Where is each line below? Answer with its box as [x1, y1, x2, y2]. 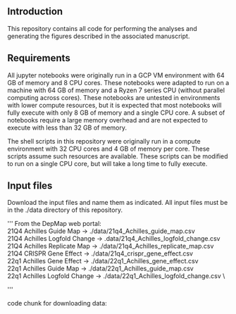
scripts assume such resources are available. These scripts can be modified [7, 151, 228, 161]
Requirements [7, 52, 70, 64]
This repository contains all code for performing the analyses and [7, 24, 197, 32]
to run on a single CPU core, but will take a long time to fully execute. [7, 159, 208, 168]
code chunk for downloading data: [7, 299, 107, 308]
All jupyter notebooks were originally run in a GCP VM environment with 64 [7, 70, 225, 80]
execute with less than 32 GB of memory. [7, 123, 128, 132]
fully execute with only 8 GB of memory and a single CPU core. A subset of [7, 108, 225, 117]
